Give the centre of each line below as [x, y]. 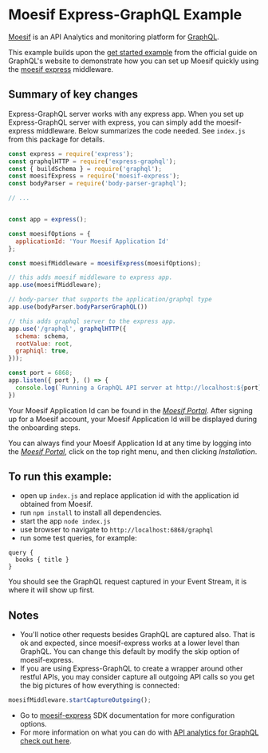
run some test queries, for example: [78, 538]
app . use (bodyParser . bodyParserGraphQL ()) [78, 307]
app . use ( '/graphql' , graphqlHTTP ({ [67, 329]
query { [21, 553]
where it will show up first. [51, 590]
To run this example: [60, 477]
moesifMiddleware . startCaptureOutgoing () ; [80, 700]
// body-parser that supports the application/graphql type [110, 300]
